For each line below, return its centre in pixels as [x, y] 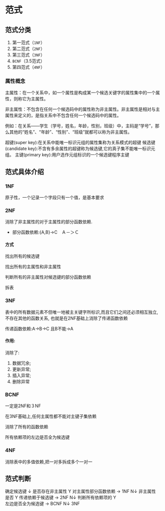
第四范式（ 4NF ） [28, 67]
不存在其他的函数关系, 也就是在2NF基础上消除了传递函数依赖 [67, 318]
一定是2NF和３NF [23, 406]
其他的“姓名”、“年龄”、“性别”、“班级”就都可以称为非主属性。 [71, 132]
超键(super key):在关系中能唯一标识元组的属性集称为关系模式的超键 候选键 [80, 143]
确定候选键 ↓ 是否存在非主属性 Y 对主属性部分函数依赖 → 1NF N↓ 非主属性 [81, 491]
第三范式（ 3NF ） [28, 55]
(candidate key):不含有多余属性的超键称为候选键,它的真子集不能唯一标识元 [80, 149]
